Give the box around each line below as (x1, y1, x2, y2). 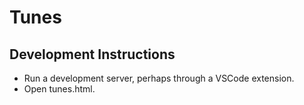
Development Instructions (9, 46, 176, 63)
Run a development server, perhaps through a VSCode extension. (23, 72, 295, 84)
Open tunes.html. (23, 83, 96, 95)
